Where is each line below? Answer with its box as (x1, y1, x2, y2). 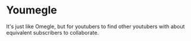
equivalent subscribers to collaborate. (6, 29, 99, 36)
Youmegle (6, 4, 58, 17)
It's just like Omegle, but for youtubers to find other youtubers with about (6, 23, 185, 30)
